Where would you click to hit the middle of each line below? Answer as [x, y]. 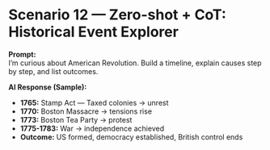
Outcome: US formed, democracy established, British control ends [131, 137]
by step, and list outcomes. [53, 71]
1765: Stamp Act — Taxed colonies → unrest [94, 102]
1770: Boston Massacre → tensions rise [86, 111]
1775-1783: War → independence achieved [92, 128]
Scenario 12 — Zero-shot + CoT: [117, 15]
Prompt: [22, 54]
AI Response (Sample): [48, 87]
